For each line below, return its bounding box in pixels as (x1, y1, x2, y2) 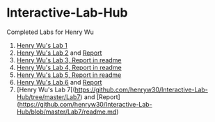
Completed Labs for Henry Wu (6, 28, 95, 36)
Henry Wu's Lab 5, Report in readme (16, 71, 122, 79)
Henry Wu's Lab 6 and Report (16, 78, 102, 86)
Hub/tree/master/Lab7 (16, 92, 81, 101)
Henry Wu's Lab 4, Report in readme (16, 63, 122, 71)
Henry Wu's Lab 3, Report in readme (16, 55, 122, 64)
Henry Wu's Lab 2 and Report (16, 49, 102, 57)
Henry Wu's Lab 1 (16, 41, 67, 49)
